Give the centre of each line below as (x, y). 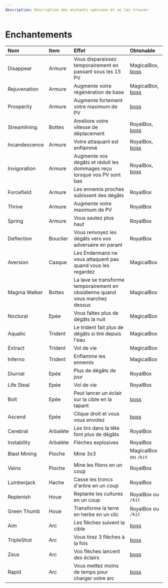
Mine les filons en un (98, 465)
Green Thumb (24, 511)
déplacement (89, 133)
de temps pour (91, 572)
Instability (19, 442)
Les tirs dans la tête (97, 428)
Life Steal (19, 385)
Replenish (19, 497)
